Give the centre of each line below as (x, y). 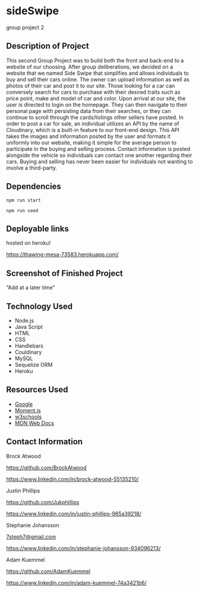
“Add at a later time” (31, 288)
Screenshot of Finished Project (64, 273)
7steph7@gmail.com (31, 537)
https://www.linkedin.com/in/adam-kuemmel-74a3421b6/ (76, 582)
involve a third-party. (32, 168)
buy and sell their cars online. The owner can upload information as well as (98, 79)
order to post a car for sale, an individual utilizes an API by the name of (93, 124)
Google (24, 404)
